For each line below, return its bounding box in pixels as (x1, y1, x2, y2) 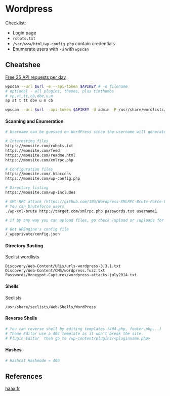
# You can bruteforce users (5, 204, 65, 209)
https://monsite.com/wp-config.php (5, 176, 80, 181)
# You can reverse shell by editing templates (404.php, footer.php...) (5, 326, 162, 332)
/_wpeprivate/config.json (5, 232, 60, 237)
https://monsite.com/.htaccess (5, 171, 71, 177)
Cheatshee (5, 60, 40, 69)
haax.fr (5, 385, 20, 391)
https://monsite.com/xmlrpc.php (5, 157, 73, 162)
